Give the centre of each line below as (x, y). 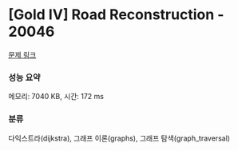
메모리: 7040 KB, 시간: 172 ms (56, 97)
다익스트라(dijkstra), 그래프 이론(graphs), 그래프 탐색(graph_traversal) (119, 138)
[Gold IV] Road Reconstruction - (116, 15)
